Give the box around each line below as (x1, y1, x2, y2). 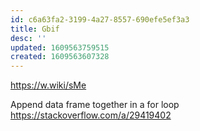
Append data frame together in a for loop (10, 99, 180, 111)
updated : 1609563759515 (10, 42, 110, 53)
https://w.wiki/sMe (10, 79, 87, 91)
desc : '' (10, 33, 47, 43)
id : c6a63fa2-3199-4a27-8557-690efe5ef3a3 (10, 14, 190, 25)
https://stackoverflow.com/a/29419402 (10, 109, 172, 121)
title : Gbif (10, 24, 60, 34)
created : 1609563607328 (10, 52, 110, 62)
